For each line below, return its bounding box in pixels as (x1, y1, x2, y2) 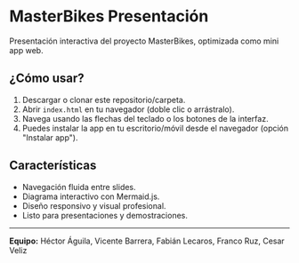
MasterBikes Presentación (9, 6, 209, 27)
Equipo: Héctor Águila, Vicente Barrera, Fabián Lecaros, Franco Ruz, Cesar (9, 235, 285, 246)
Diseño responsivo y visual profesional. (21, 200, 166, 211)
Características (9, 158, 97, 173)
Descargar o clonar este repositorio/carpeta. (21, 94, 186, 105)
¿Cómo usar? (9, 71, 85, 86)
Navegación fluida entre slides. (21, 181, 136, 192)
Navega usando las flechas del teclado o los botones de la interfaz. (21, 113, 269, 124)
